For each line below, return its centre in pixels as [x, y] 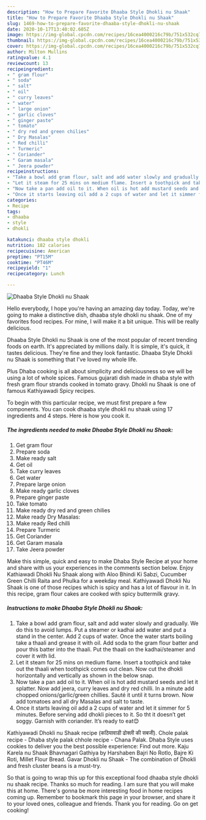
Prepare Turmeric [38, 530]
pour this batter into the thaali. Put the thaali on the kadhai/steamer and [105, 649]
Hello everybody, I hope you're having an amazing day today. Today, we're [101, 308]
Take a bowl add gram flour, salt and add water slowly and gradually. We [107, 623]
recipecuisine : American [39, 251]
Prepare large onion [41, 484]
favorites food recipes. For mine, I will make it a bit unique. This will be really [103, 321]
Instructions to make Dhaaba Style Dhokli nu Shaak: [75, 608]
